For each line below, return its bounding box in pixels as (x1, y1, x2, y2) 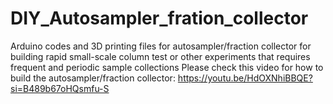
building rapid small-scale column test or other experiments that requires (10, 50, 311, 62)
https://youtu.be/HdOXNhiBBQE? (177, 72, 313, 84)
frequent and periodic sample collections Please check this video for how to (10, 61, 324, 73)
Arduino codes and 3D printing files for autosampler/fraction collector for (10, 40, 312, 52)
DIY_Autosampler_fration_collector (10, 7, 309, 30)
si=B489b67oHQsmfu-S (10, 82, 110, 94)
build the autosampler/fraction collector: (10, 72, 176, 84)
